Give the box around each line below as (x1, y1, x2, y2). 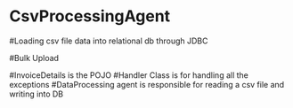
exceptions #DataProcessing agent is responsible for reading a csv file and (9, 79, 285, 89)
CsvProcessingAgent (9, 6, 171, 27)
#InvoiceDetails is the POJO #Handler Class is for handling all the (9, 69, 249, 81)
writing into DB (9, 89, 64, 99)
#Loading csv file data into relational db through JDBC (9, 35, 208, 46)
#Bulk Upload (9, 52, 60, 63)
